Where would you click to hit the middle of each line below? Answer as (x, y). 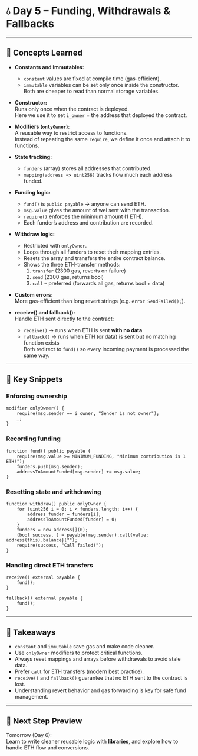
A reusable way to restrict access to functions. (71, 133)
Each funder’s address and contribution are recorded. (88, 222)
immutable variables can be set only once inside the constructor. (101, 85)
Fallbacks (30, 24)
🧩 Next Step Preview (44, 721)
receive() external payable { (43, 577)
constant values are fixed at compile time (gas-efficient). (92, 79)
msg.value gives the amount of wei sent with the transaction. (97, 210)
